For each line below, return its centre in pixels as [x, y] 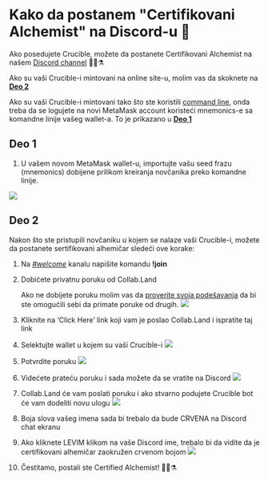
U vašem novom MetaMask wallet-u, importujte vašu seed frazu [126, 163]
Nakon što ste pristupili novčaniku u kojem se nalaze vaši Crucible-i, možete [134, 240]
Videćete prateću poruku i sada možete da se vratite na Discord [126, 378]
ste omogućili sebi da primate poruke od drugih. [100, 304]
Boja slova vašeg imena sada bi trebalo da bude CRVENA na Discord [134, 418]
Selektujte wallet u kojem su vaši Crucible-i [92, 345]
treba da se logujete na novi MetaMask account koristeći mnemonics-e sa [131, 110]
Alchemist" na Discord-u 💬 [100, 32]
